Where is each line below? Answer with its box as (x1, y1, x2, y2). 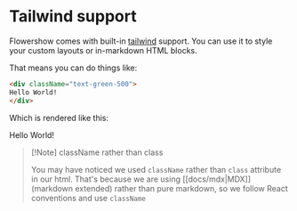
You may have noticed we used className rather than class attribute (30, 164, 282, 174)
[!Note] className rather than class (30, 147, 164, 158)
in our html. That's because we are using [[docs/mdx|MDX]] (30, 174, 252, 184)
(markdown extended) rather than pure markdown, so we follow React (30, 183, 288, 193)
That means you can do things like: (9, 62, 138, 73)
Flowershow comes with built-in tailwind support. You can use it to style (9, 36, 273, 46)
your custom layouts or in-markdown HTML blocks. (9, 45, 197, 55)
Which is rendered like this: (9, 112, 109, 123)
